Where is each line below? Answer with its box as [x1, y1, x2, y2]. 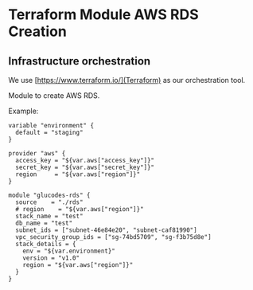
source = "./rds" [15, 198, 84, 206]
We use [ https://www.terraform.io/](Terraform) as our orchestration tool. [8, 76, 246, 84]
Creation [8, 22, 68, 41]
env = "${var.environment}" [22, 247, 115, 255]
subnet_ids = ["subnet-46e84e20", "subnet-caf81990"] [15, 226, 197, 234]
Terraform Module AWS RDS [8, 6, 199, 24]
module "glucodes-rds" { [8, 191, 91, 199]
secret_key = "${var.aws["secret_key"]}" [15, 163, 155, 171]
